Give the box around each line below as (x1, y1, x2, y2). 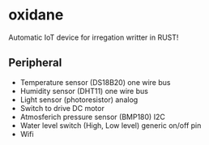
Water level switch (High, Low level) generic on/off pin (19, 120, 202, 130)
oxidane (8, 6, 64, 24)
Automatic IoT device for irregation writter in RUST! (8, 32, 179, 42)
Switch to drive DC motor (19, 103, 105, 113)
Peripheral (8, 56, 62, 70)
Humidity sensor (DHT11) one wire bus (19, 86, 148, 96)
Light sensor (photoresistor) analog (19, 95, 139, 104)
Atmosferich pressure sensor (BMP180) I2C (19, 112, 166, 122)
